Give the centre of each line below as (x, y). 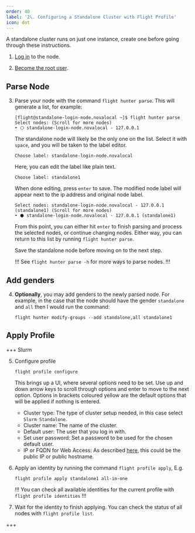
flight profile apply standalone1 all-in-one (71, 478)
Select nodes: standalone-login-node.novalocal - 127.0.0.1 (89, 205)
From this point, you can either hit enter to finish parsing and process (98, 227)
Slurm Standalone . (45, 419)
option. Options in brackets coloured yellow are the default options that (100, 395)
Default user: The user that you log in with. (75, 431)
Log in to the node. (37, 57)
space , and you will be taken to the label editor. (71, 145)
